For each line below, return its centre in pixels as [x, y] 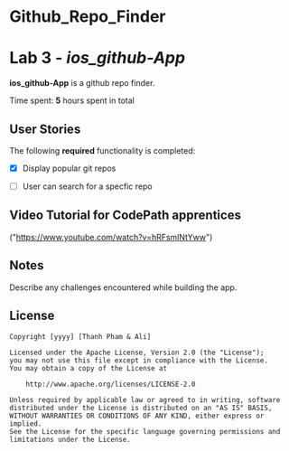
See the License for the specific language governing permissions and [145, 431]
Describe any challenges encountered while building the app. [123, 287]
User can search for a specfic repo [87, 186]
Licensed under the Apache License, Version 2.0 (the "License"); [137, 352]
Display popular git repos [69, 168]
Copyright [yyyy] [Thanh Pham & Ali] [80, 336]
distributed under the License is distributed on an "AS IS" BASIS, [141, 408]
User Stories [45, 129]
